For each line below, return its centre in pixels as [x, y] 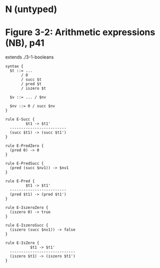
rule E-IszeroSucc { [27, 226]
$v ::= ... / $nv [28, 97]
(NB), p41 [25, 43]
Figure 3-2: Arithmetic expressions [80, 33]
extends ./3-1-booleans [30, 57]
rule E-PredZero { [24, 146]
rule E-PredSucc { [24, 164]
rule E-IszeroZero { [27, 208]
